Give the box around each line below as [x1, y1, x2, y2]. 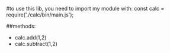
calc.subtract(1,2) [14, 41, 58, 47]
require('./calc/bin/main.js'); [6, 11, 74, 18]
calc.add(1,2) [14, 34, 47, 41]
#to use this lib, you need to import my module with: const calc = [6, 5, 165, 12]
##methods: [6, 23, 36, 29]
